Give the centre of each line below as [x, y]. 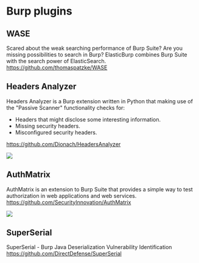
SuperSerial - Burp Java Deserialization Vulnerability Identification [89, 247]
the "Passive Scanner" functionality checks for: [66, 108]
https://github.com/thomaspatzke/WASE [57, 67]
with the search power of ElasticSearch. [56, 61]
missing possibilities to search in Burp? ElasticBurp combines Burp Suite [97, 55]
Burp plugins [39, 11]
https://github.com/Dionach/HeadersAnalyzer [64, 144]
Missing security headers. [47, 126]
